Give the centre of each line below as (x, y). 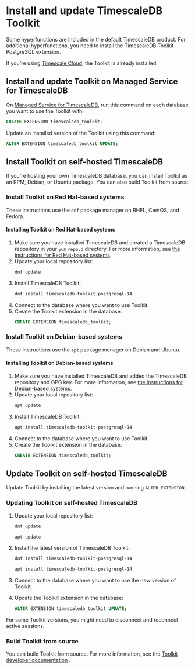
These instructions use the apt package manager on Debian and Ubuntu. (93, 350)
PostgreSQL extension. (33, 51)
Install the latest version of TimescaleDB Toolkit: (72, 548)
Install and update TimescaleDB (84, 11)
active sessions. (25, 626)
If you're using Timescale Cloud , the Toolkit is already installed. (82, 63)
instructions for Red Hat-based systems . (63, 255)
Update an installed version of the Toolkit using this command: (81, 133)
